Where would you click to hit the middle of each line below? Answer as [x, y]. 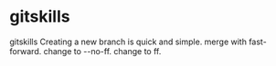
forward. [26, 51]
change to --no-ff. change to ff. [102, 51]
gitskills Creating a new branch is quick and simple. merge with [128, 42]
